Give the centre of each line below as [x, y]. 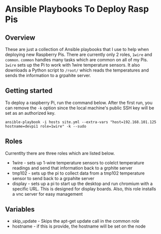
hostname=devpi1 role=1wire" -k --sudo [46, 126]
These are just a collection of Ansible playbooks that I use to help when [77, 49]
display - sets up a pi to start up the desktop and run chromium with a [82, 183]
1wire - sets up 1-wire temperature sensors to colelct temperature [78, 162]
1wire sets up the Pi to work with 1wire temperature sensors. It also [73, 65]
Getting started [29, 91]
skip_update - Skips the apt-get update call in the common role [76, 221]
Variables [20, 209]
